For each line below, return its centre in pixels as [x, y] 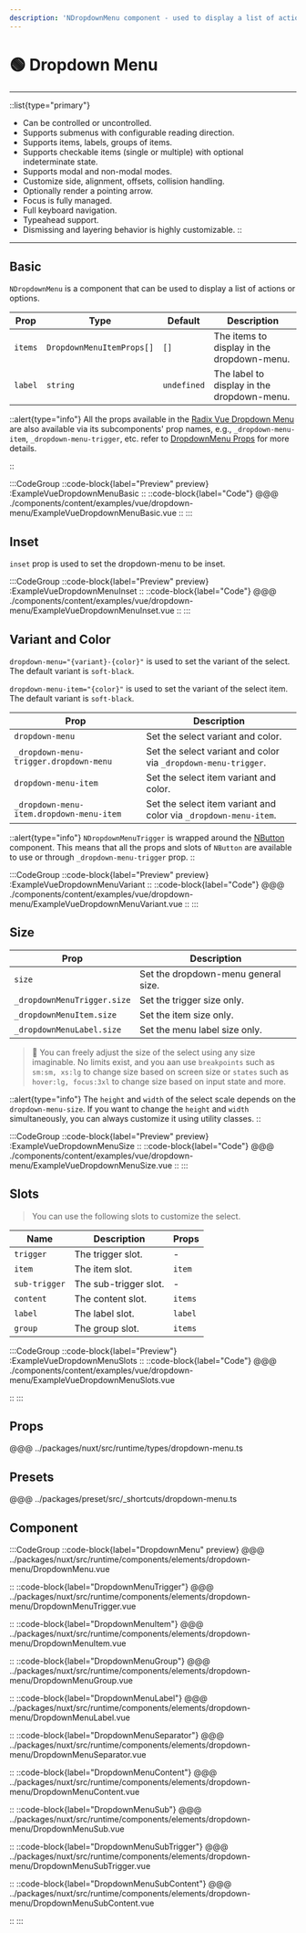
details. [23, 449]
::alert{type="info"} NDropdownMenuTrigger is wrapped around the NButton [147, 838]
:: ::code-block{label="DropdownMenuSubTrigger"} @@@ [119, 1847]
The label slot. [104, 1314]
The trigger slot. [108, 1254]
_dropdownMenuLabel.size [68, 1030]
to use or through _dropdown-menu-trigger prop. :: [102, 857]
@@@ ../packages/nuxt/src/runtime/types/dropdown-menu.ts [126, 1448]
